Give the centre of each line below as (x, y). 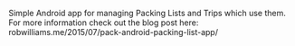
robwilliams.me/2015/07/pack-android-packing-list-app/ (114, 32)
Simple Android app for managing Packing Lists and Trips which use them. (147, 13)
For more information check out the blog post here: (104, 23)
